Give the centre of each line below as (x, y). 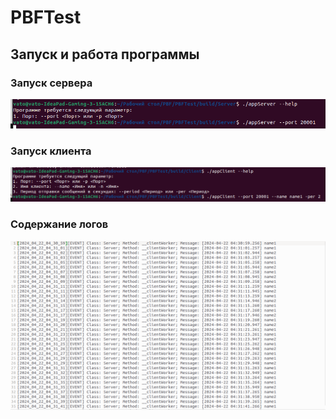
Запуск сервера (51, 83)
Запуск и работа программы (105, 54)
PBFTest (46, 17)
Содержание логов (59, 224)
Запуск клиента (51, 151)
